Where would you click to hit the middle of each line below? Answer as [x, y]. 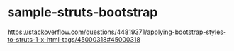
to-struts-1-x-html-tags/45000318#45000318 [74, 39]
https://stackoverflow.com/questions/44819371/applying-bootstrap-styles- [117, 32]
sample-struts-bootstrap [83, 12]
